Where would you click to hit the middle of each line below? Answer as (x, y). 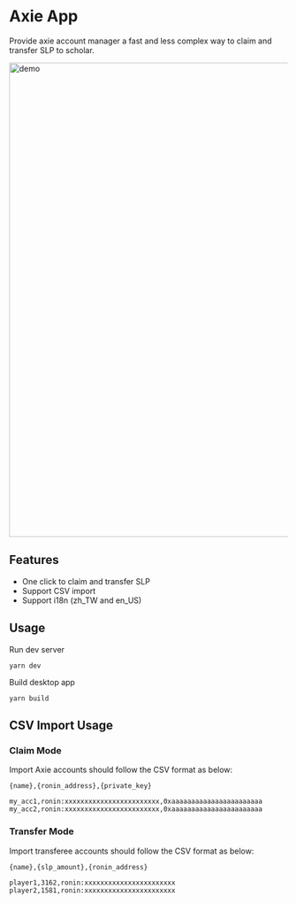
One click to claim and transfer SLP (86, 581)
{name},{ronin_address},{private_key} (80, 786)
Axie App (44, 16)
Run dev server (37, 649)
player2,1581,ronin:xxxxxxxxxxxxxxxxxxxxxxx (92, 890)
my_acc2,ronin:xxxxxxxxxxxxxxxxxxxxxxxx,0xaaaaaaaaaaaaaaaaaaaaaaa (136, 809)
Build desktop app (42, 682)
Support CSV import (59, 591)
